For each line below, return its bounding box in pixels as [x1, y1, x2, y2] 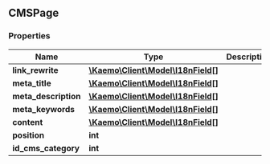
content [12, 116, 43, 127]
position [12, 130, 45, 141]
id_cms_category [12, 142, 80, 154]
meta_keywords [12, 103, 75, 114]
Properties [8, 30, 51, 42]
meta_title [12, 78, 51, 89]
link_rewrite [12, 64, 59, 75]
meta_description [12, 90, 81, 102]
